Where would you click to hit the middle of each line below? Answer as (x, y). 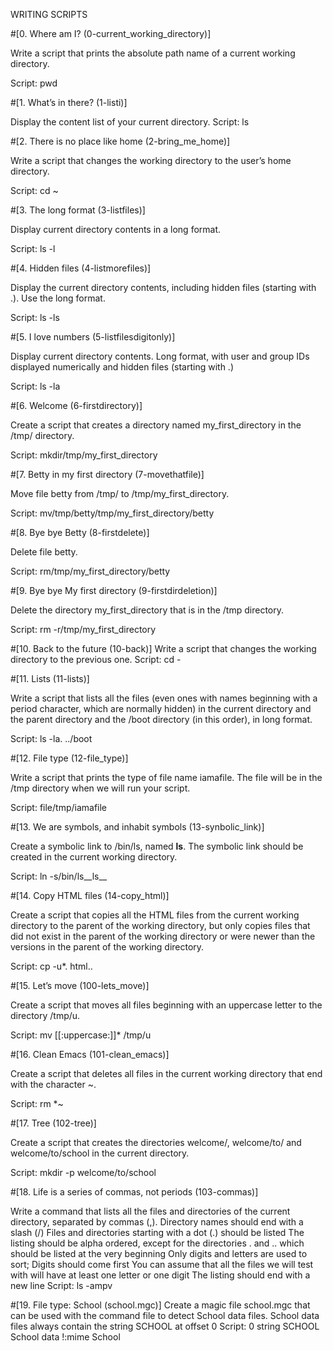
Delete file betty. (44, 552)
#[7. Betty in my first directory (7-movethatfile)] (107, 474)
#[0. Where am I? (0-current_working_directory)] (111, 33)
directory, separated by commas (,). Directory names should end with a (157, 1222)
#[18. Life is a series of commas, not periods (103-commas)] (134, 1192)
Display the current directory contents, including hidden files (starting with (163, 287)
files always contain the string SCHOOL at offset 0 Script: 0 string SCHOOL (165, 1326)
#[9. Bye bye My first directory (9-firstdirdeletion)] (114, 590)
